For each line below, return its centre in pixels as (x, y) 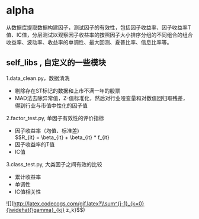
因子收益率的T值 (35, 144)
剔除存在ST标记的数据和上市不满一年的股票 (67, 91)
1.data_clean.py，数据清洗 (38, 78)
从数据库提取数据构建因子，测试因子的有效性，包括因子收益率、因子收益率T (99, 27)
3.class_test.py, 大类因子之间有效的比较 (54, 164)
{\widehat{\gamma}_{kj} (36, 210)
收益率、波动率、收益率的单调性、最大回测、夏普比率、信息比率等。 (89, 42)
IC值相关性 (28, 191)
